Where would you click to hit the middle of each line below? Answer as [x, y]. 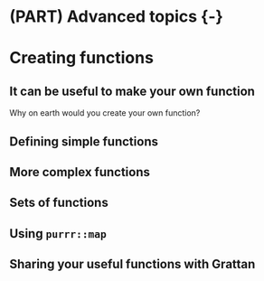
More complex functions [80, 172]
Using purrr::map [58, 234]
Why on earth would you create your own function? [105, 113]
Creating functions [81, 58]
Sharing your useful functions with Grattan [132, 264]
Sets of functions [59, 203]
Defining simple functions [84, 141]
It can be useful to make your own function [132, 91]
